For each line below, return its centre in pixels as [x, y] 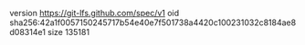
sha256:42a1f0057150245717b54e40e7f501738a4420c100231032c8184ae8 [153, 22]
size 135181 [68, 32]
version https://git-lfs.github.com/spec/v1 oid [95, 13]
